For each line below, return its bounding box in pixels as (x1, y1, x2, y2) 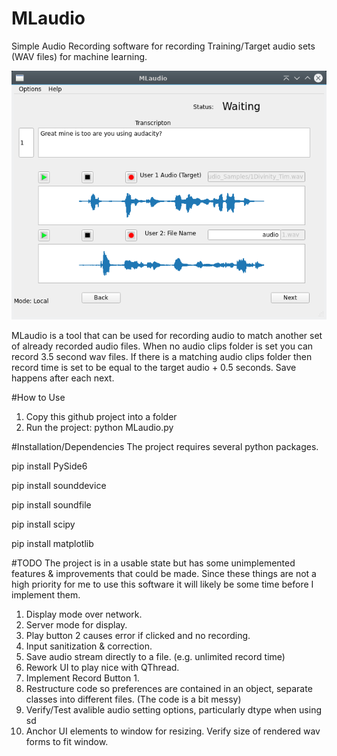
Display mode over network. (25, 608, 143, 621)
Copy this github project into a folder (25, 411, 178, 423)
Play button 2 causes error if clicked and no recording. (25, 630, 251, 642)
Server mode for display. (25, 619, 128, 631)
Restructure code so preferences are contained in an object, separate (25, 683, 313, 695)
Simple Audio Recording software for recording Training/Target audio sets (11, 40, 316, 52)
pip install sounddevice (11, 480, 107, 492)
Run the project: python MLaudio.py (25, 422, 174, 434)
